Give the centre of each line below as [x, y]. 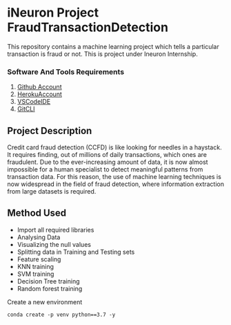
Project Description [50, 130]
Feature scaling [39, 259]
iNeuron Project [53, 13]
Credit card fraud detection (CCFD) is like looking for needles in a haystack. [114, 147]
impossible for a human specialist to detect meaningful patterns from [105, 169]
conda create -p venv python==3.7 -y [61, 315]
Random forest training [50, 288]
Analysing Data [39, 237]
